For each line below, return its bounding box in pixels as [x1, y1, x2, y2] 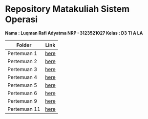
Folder [16, 42, 32, 48]
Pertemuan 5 [7, 82, 38, 89]
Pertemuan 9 [7, 97, 38, 104]
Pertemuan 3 [7, 66, 38, 72]
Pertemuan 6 [7, 90, 38, 96]
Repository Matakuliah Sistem [5, 3, 130, 15]
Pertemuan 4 [7, 73, 38, 80]
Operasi [5, 14, 38, 25]
